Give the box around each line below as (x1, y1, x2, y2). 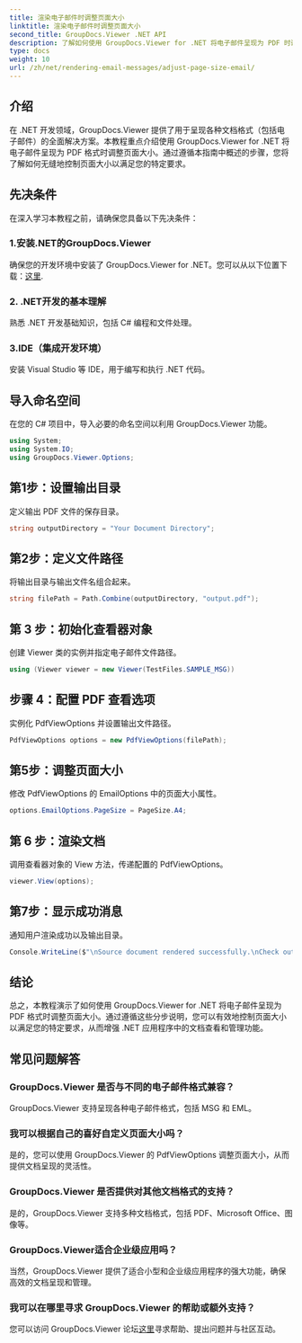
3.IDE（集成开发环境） (9, 342, 107, 355)
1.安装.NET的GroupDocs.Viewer (9, 237, 151, 250)
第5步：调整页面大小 (9, 762, 124, 778)
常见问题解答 (9, 1051, 81, 1066)
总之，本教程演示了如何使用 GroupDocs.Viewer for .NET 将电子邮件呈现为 (9, 1000, 282, 1011)
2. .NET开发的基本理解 (9, 295, 107, 307)
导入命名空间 (9, 393, 81, 408)
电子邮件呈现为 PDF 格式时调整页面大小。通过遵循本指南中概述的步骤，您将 (9, 147, 289, 157)
